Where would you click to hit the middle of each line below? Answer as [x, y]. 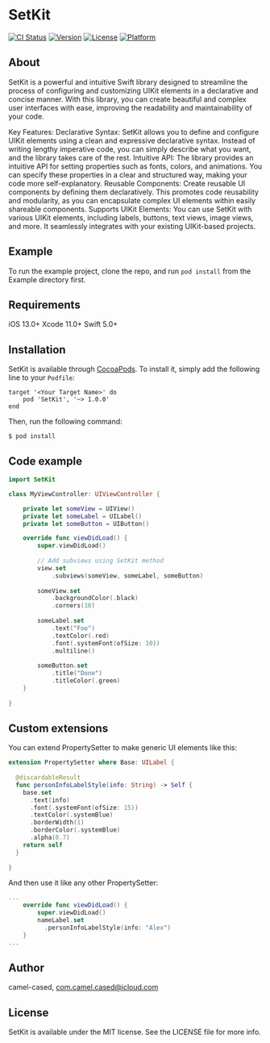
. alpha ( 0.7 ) [50, 838]
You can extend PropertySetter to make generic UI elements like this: [123, 748]
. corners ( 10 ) [73, 606]
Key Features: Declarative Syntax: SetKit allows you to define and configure [134, 131]
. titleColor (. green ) [86, 681]
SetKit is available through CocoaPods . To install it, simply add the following [134, 369]
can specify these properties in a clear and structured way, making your [128, 174]
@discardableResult [48, 778]
